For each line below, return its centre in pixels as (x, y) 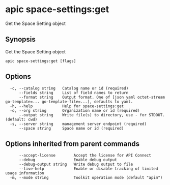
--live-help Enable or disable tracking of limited (88, 169)
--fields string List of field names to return (74, 92)
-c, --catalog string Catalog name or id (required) (69, 88)
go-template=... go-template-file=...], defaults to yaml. (69, 102)
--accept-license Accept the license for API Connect (85, 156)
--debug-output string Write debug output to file (76, 164)
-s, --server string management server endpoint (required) (78, 124)
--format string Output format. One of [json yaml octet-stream (92, 97)
